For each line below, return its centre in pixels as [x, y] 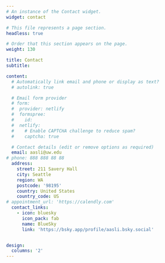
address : [22, 164]
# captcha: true [35, 137]
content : [17, 76]
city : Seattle [34, 174]
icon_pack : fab [40, 218]
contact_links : [30, 207]
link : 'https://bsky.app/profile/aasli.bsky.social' [88, 229]
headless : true [25, 33]
